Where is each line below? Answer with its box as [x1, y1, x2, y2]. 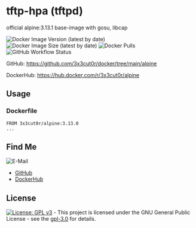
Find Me [6, 142, 37, 152]
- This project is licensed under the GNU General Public [53, 209, 191, 216]
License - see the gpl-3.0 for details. [6, 215, 96, 223]
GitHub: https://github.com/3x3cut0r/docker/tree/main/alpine [6, 60, 157, 67]
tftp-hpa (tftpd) [6, 4, 84, 18]
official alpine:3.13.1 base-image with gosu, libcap [6, 24, 128, 31]
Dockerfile [6, 107, 38, 115]
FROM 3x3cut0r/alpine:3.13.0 [6, 120, 79, 126]
